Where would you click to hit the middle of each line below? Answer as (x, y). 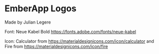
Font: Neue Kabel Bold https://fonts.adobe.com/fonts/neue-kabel (70, 31)
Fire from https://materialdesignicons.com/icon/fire (56, 46)
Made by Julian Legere (28, 22)
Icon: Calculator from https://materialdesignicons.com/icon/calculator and (79, 41)
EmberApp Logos (40, 9)
